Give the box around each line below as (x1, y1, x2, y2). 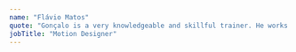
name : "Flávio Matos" (9, 12, 90, 22)
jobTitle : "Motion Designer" (9, 29, 117, 38)
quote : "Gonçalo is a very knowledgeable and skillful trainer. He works (9, 21, 289, 30)
